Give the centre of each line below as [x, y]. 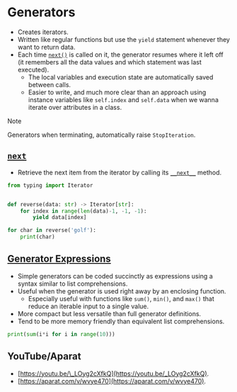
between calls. [50, 84]
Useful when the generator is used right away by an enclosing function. [122, 291]
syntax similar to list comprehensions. [73, 284]
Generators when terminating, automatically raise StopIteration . [102, 135]
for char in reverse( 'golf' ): [52, 230]
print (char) [37, 237]
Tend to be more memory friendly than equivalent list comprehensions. [121, 321]
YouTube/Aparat [44, 356]
